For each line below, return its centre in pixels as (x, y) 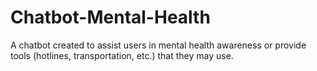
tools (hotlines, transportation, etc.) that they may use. (122, 55)
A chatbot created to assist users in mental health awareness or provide (158, 45)
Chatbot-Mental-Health (110, 17)
